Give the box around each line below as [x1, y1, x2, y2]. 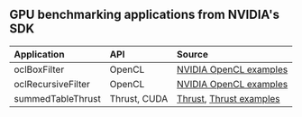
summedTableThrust [14, 92, 101, 104]
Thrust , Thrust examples [177, 92, 281, 104]
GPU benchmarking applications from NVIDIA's [9, 7, 280, 22]
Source [177, 48, 209, 60]
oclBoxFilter [14, 63, 65, 76]
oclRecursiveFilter [14, 77, 90, 90]
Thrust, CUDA [109, 92, 169, 104]
